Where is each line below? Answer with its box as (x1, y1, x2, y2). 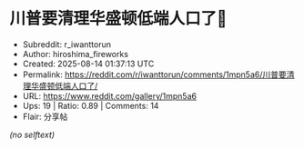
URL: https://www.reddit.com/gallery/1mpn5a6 (22, 90, 198, 101)
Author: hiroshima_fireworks (22, 48, 129, 59)
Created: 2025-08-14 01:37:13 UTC (22, 58, 155, 69)
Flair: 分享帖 (22, 111, 68, 122)
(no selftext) (9, 129, 56, 140)
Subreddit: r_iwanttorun (22, 38, 112, 50)
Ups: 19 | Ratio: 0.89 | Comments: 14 (22, 100, 159, 111)
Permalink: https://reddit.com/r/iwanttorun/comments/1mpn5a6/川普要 (22, 69, 287, 80)
